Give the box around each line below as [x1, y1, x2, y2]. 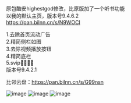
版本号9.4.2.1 [6, 66, 37, 73]
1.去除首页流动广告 [6, 31, 51, 38]
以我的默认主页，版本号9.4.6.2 [6, 12, 79, 19]
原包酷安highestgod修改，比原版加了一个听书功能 [6, 5, 125, 12]
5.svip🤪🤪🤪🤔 [6, 59, 34, 66]
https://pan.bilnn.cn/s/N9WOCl [6, 19, 80, 26]
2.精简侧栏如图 [6, 38, 42, 45]
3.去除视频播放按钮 [6, 45, 52, 52]
